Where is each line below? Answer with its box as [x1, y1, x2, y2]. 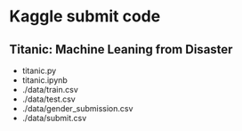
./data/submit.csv [21, 113, 87, 123]
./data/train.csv [21, 85, 78, 94]
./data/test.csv [21, 94, 76, 104]
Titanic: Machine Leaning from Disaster [9, 42, 233, 57]
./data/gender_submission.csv [21, 103, 133, 113]
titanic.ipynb [21, 75, 69, 86]
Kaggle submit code [9, 6, 161, 27]
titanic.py [21, 65, 57, 76]
